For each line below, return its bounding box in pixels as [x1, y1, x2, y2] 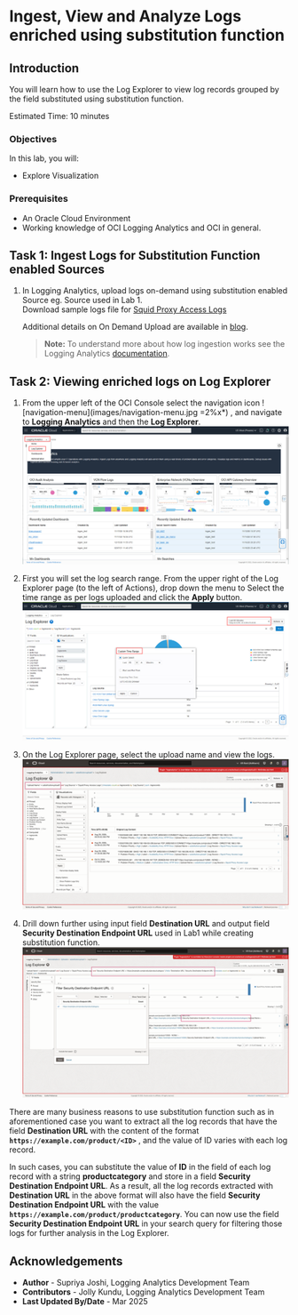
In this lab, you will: [9, 153, 80, 164]
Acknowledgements [9, 1254, 123, 1269]
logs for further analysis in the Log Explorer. [9, 1228, 170, 1239]
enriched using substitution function [9, 25, 286, 45]
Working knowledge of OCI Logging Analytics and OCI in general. [21, 222, 262, 233]
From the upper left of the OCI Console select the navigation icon [21, 397, 260, 408]
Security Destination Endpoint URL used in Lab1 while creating [21, 927, 255, 939]
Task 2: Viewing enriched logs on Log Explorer [9, 373, 271, 389]
